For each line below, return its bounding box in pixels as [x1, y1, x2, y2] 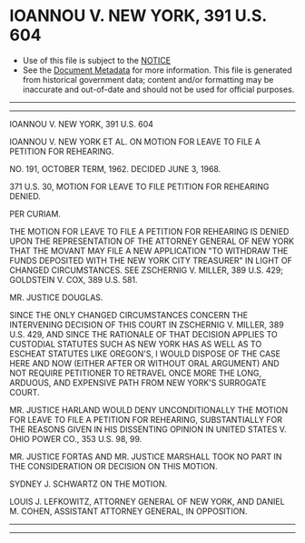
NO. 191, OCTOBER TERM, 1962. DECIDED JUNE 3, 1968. [9, 163, 221, 174]
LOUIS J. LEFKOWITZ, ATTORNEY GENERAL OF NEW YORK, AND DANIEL [9, 496, 285, 507]
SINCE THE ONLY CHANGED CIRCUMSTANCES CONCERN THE [9, 309, 248, 320]
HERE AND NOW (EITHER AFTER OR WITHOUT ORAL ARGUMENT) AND [9, 357, 280, 368]
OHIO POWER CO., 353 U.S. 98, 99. [9, 433, 143, 444]
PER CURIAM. [9, 208, 62, 219]
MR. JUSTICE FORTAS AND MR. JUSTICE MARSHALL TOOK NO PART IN [9, 451, 282, 462]
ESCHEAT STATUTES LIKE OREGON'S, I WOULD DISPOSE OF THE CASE [9, 347, 281, 359]
